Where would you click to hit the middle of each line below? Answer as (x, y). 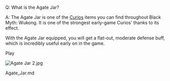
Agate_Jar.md (20, 73)
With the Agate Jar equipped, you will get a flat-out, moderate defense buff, (85, 38)
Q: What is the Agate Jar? (32, 7)
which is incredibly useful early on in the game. (55, 43)
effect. (12, 28)
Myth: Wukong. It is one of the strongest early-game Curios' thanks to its (82, 23)
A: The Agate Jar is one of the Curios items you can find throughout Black (83, 17)
